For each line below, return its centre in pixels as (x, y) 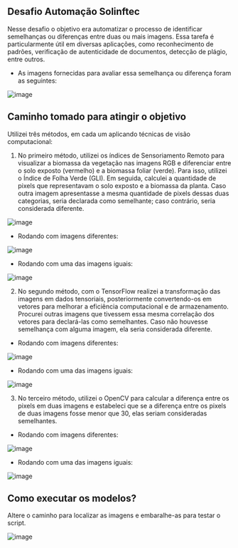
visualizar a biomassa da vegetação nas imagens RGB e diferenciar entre (124, 162)
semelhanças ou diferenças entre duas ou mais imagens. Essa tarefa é (111, 36)
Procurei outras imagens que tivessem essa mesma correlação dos (116, 314)
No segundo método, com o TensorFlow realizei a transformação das (119, 291)
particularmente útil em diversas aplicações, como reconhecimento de (110, 44)
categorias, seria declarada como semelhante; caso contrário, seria (117, 201)
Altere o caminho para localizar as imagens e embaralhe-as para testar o (114, 515)
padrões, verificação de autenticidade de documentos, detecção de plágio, (118, 51)
